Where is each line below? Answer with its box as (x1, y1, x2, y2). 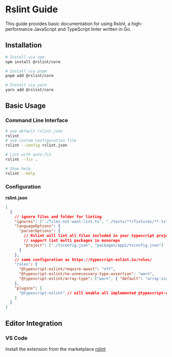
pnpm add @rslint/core (5, 73, 54, 78)
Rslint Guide (5, 4, 58, 15)
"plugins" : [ (14, 286, 42, 291)
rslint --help (5, 171, 36, 176)
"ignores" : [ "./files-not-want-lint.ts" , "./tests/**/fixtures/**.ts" (14, 219, 168, 224)
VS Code (5, 334, 28, 342)
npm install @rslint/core (5, 59, 60, 65)
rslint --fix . (5, 157, 38, 162)
